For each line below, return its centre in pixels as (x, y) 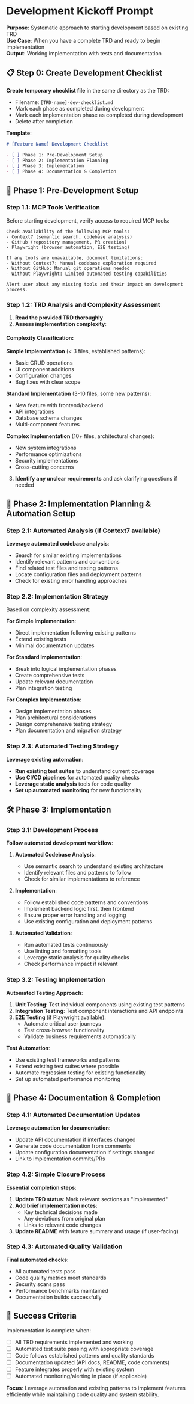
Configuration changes (43, 376)
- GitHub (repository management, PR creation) (67, 242)
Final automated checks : (37, 1260)
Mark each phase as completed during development (79, 108)
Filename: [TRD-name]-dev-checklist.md (64, 102)
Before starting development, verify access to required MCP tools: (88, 220)
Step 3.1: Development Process (52, 830)
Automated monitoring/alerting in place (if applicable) (81, 1376)
